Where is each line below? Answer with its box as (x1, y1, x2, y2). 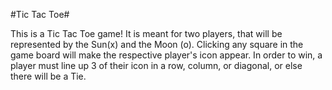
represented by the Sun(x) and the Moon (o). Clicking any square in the (10, 39, 304, 50)
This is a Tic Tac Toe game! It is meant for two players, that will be (10, 28, 283, 39)
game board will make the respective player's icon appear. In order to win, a (10, 49, 323, 61)
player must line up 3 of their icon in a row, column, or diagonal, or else (10, 60, 303, 71)
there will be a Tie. (10, 70, 87, 82)
